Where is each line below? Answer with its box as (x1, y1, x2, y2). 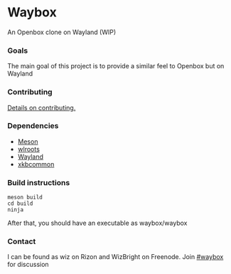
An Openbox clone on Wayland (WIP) (7, 28, 116, 36)
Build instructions (7, 177, 70, 187)
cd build (7, 200, 33, 207)
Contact (7, 236, 36, 246)
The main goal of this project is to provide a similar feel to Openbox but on (7, 62, 225, 70)
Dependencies (7, 121, 59, 131)
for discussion (7, 260, 49, 269)
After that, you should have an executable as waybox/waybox (7, 218, 188, 228)
